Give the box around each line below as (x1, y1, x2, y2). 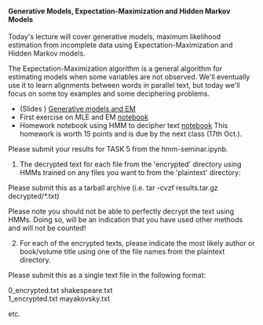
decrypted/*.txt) (8, 192, 60, 201)
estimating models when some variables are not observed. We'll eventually (8, 72, 250, 82)
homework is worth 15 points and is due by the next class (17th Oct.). (19, 130, 243, 139)
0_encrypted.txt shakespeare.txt (8, 286, 113, 295)
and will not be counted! (8, 224, 86, 233)
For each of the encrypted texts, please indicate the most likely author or (19, 239, 255, 248)
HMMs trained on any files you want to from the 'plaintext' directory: (19, 168, 241, 177)
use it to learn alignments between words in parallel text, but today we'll (8, 81, 241, 90)
